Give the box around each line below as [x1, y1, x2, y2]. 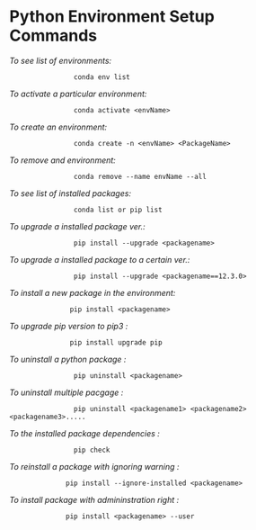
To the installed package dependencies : [9, 427, 160, 438]
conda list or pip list [73, 205, 163, 214]
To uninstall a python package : [9, 354, 127, 364]
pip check [73, 445, 110, 454]
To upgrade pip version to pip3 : [9, 320, 128, 331]
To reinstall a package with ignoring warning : [9, 461, 180, 472]
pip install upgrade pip [69, 337, 163, 347]
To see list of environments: [9, 55, 112, 66]
